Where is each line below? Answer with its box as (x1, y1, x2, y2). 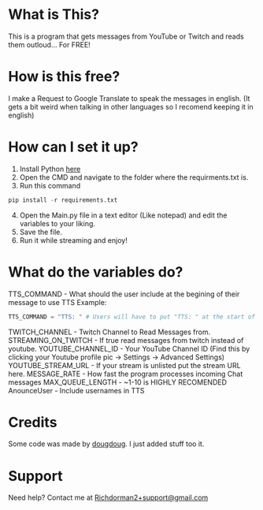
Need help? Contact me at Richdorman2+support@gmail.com (8, 493, 209, 502)
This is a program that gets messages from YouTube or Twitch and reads (8, 32, 244, 41)
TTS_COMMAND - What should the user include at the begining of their (8, 289, 240, 299)
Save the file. (19, 227, 63, 236)
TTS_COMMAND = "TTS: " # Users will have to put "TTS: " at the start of (8, 313, 256, 321)
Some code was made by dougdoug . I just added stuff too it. (8, 439, 205, 449)
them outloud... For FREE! (8, 39, 91, 49)
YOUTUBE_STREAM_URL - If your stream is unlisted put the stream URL (8, 360, 242, 370)
